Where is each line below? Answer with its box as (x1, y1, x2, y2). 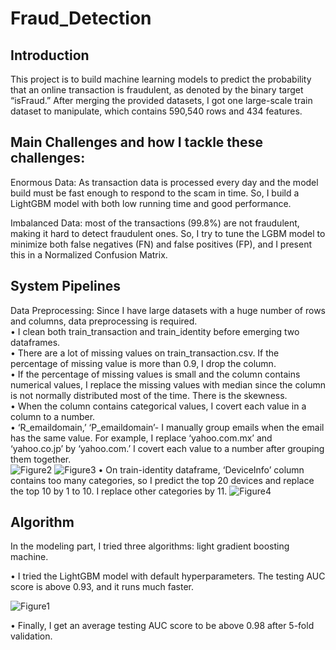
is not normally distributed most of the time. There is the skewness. (10, 389, 288, 401)
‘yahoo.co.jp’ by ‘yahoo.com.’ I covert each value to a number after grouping (10, 442, 325, 454)
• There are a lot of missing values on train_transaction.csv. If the (10, 347, 280, 359)
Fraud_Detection (10, 7, 152, 30)
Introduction (10, 47, 90, 64)
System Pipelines (10, 278, 122, 295)
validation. (10, 630, 53, 642)
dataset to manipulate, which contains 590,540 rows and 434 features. (10, 105, 303, 117)
